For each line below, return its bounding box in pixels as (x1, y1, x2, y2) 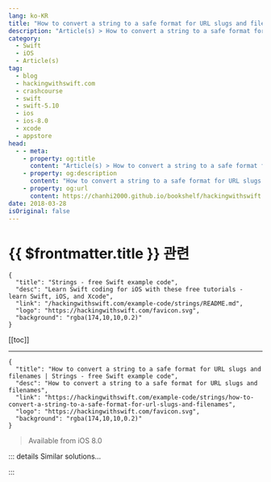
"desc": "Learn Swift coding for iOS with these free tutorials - (15, 286, 244, 294)
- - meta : (15, 147, 48, 155)
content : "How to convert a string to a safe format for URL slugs (29, 177, 262, 186)
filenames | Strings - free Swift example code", (8, 372, 179, 380)
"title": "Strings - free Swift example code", (15, 279, 179, 287)
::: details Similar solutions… (8, 451, 102, 461)
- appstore (15, 132, 52, 140)
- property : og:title (23, 154, 95, 162)
